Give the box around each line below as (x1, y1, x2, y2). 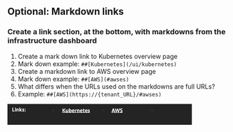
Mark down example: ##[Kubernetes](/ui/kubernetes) (17, 60, 177, 68)
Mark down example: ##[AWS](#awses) (17, 75, 130, 83)
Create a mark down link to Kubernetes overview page (17, 52, 178, 60)
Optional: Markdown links (7, 6, 125, 18)
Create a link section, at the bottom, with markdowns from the (7, 27, 226, 37)
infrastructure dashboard (7, 35, 98, 45)
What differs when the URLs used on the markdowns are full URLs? (17, 82, 215, 91)
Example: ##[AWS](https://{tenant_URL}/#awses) (17, 89, 162, 98)
